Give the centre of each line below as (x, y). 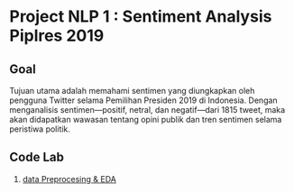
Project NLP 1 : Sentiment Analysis (141, 17)
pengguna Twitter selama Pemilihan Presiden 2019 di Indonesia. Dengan (143, 100)
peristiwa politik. (40, 129)
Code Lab (37, 157)
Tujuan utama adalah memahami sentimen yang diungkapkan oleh (132, 91)
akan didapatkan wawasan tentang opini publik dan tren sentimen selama (146, 119)
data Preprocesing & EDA (69, 179)
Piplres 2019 (57, 36)
